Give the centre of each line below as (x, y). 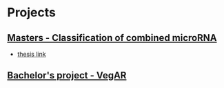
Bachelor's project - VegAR (67, 75)
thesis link (31, 54)
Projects (32, 13)
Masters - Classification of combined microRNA (112, 38)
